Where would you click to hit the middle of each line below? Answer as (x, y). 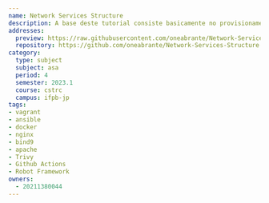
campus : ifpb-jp (42, 98)
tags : (17, 105)
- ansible (25, 120)
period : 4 (32, 75)
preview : (30, 38)
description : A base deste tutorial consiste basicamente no (112, 23)
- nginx (21, 134)
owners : (21, 179)
